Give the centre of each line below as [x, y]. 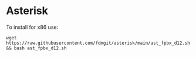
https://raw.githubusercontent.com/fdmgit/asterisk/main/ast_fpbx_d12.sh [98, 43]
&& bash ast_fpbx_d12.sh [36, 48]
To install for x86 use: [32, 27]
